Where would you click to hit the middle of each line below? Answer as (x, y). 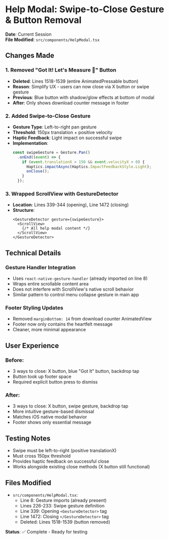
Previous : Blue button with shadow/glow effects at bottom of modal (83, 97)
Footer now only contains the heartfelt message (62, 324)
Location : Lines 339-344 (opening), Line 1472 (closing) (71, 205)
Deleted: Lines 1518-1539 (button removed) (65, 522)
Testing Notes (28, 438)
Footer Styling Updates (34, 307)
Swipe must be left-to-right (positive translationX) (64, 451)
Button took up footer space (42, 376)
